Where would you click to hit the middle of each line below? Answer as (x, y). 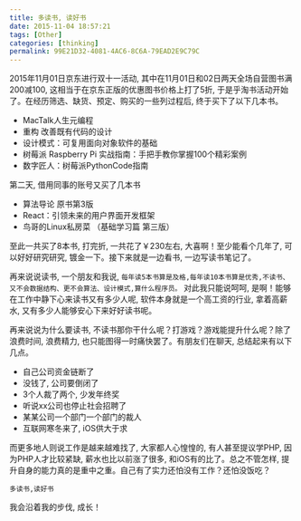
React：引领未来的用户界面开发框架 (89, 216)
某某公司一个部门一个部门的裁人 (82, 417)
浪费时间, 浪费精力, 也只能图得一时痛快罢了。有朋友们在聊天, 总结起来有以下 (150, 342)
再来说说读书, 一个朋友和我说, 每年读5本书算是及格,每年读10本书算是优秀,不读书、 (150, 276)
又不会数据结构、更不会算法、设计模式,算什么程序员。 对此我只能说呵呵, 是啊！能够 (150, 288)
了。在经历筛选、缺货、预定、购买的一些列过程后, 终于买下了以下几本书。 (146, 101)
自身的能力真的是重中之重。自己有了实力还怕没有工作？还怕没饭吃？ (144, 470)
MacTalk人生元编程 (58, 121)
